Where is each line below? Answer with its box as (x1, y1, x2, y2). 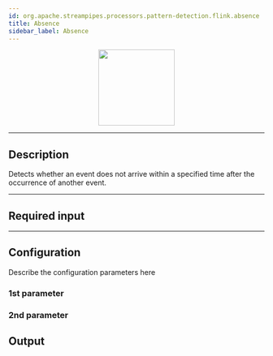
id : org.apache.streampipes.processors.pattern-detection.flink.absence (8, 11, 260, 20)
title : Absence (8, 19, 60, 28)
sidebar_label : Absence (8, 27, 89, 35)
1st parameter (8, 287, 64, 298)
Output (8, 334, 45, 349)
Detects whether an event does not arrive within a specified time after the (8, 169, 255, 179)
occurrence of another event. (8, 178, 107, 187)
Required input (8, 208, 85, 223)
